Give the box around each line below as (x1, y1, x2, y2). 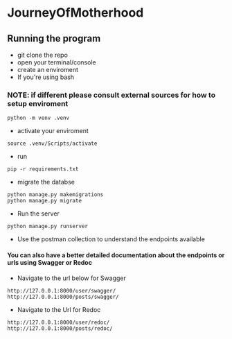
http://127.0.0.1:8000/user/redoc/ (7, 319, 110, 326)
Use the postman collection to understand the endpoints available (17, 235, 206, 243)
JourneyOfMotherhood (7, 5, 144, 21)
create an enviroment (17, 66, 78, 73)
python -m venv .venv (7, 114, 70, 122)
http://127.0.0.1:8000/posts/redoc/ (7, 324, 113, 332)
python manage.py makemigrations (7, 191, 104, 198)
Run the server (17, 209, 60, 218)
